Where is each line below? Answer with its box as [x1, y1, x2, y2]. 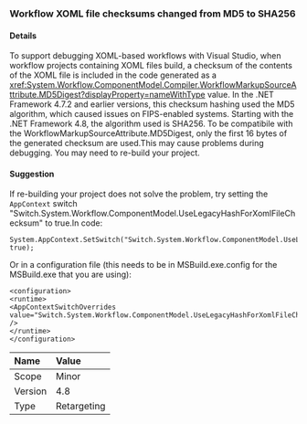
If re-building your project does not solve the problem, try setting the [9, 188, 269, 199]
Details [9, 30, 37, 41]
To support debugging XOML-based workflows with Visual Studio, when [9, 50, 281, 61]
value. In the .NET [206, 90, 274, 101]
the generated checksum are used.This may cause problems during [9, 138, 265, 149]
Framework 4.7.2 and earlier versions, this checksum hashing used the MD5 [9, 99, 295, 110]
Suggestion [9, 168, 55, 179]
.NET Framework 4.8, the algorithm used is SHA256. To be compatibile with [9, 118, 293, 130]
